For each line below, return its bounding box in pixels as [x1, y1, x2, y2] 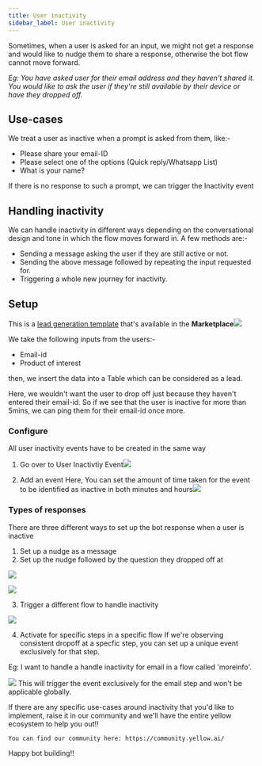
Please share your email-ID [19, 149, 108, 158]
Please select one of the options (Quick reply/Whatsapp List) [19, 158, 218, 167]
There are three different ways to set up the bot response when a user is [8, 522, 245, 532]
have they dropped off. [8, 90, 83, 99]
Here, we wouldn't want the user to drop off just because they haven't [8, 389, 237, 398]
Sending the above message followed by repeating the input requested [19, 257, 252, 267]
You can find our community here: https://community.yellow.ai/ [8, 734, 225, 742]
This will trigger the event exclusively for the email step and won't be [17, 678, 243, 688]
